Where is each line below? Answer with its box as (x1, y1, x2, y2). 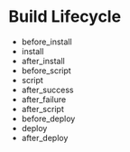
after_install (21, 55, 65, 66)
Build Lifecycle (8, 6, 122, 27)
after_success (21, 84, 74, 95)
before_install (21, 36, 73, 47)
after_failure (21, 93, 67, 105)
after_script (21, 103, 64, 114)
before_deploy (21, 113, 76, 124)
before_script (21, 65, 71, 76)
